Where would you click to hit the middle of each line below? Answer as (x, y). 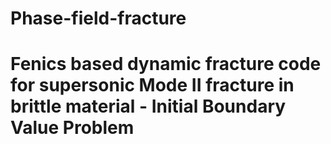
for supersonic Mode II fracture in (152, 85)
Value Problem (72, 128)
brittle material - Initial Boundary (148, 106)
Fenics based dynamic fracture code (166, 64)
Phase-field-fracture (98, 18)
